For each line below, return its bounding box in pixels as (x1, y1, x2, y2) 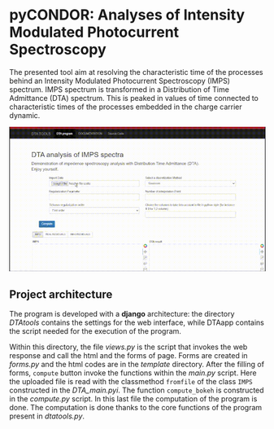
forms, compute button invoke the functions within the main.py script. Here (9, 368, 257, 378)
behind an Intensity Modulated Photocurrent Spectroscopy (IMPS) (9, 76, 231, 85)
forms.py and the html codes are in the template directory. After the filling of (9, 359, 265, 369)
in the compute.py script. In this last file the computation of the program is (9, 393, 258, 404)
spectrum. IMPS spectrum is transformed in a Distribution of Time (9, 84, 230, 94)
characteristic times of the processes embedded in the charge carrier (9, 102, 242, 112)
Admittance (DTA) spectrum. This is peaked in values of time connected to (9, 93, 259, 103)
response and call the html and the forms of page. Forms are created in (9, 350, 248, 360)
